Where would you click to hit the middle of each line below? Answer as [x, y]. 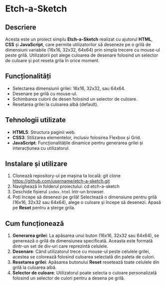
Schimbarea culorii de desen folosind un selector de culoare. [75, 99]
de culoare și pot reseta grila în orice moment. [52, 60]
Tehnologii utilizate [36, 120]
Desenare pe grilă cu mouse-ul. [45, 94]
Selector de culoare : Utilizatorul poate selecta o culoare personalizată [84, 273]
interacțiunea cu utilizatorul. [41, 148]
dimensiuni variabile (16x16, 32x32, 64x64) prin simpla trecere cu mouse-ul [83, 50]
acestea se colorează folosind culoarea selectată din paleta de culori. [84, 257]
